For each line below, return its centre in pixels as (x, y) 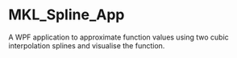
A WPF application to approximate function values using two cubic (119, 37)
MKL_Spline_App (67, 15)
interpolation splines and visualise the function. (87, 45)
